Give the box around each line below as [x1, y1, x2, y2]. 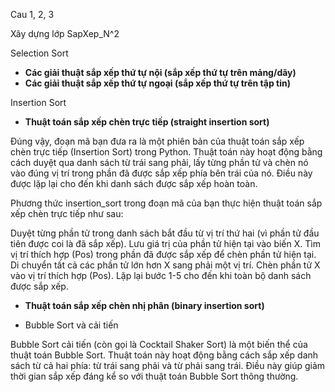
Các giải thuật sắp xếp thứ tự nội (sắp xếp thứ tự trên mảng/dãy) [24, 67, 297, 78]
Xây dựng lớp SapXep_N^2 [10, 28, 120, 39]
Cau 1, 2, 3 [10, 9, 55, 20]
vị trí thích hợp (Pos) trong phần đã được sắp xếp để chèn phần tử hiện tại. [10, 249, 317, 260]
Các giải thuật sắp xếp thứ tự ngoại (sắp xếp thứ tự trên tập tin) [24, 77, 291, 89]
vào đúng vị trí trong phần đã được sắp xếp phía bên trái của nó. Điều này [10, 167, 313, 179]
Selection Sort [10, 47, 69, 59]
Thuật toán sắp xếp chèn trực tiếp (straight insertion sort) [24, 116, 270, 128]
